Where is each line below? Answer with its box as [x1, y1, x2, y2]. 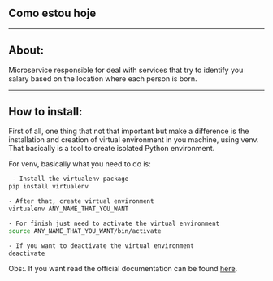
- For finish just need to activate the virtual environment [8, 219, 220, 227]
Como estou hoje [8, 6, 97, 20]
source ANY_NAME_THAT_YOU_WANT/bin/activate [8, 227, 162, 235]
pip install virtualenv [8, 183, 89, 191]
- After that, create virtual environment [8, 197, 154, 205]
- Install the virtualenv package [11, 175, 129, 184]
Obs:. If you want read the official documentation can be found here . [8, 264, 238, 274]
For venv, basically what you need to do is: [8, 159, 152, 169]
